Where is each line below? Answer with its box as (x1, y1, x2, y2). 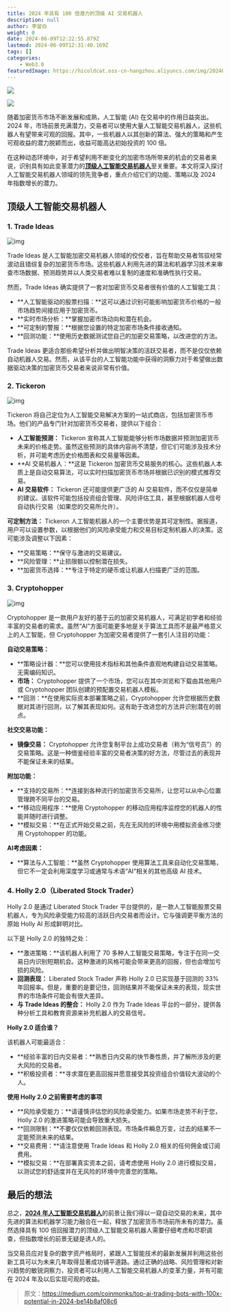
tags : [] (7, 49, 32, 56)
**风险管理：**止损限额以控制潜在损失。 (16, 557, 131, 566)
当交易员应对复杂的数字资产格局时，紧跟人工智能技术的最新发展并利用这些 (7, 1249, 217, 1257)
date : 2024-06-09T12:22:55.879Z (7, 36, 99, 42)
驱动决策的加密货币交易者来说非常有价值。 (12, 364, 133, 372)
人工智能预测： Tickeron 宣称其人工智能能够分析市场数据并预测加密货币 (16, 434, 220, 442)
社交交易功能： (7, 725, 49, 733)
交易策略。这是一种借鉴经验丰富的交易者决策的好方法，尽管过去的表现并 (16, 749, 221, 757)
